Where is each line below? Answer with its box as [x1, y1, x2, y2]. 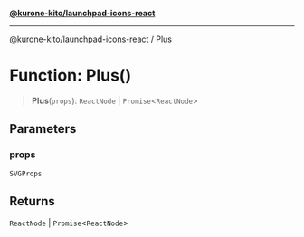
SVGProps [9, 169, 43, 178]
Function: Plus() [9, 65, 132, 86]
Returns [9, 194, 56, 209]
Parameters [9, 121, 77, 137]
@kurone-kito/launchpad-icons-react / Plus [9, 33, 172, 44]
